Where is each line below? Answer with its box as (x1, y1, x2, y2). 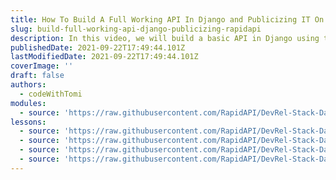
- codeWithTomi (19, 89, 83, 99)
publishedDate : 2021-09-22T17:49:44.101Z (10, 42, 186, 53)
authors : (10, 80, 47, 90)
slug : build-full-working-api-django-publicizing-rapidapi (10, 24, 262, 34)
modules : (10, 98, 47, 108)
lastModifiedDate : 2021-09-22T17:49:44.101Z (10, 52, 199, 62)
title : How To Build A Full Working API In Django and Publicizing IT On (10, 14, 325, 25)
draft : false (10, 71, 65, 81)
